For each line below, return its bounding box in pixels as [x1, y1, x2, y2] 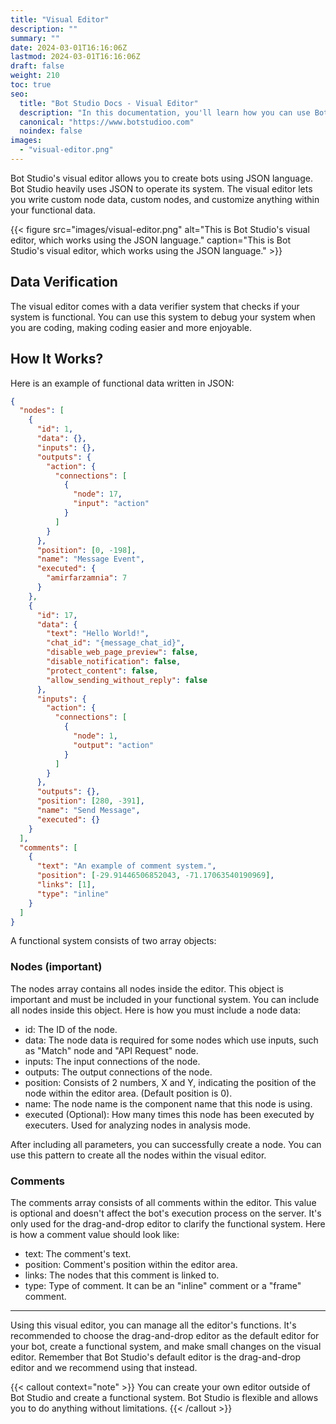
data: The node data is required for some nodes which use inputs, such [24, 1034, 319, 1046]
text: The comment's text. [24, 1247, 132, 1260]
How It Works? [10, 351, 104, 368]
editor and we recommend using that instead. [10, 1361, 198, 1373]
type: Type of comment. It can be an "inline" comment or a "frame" [24, 1279, 302, 1291]
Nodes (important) [10, 960, 103, 974]
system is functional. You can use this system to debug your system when [10, 311, 316, 323]
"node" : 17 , [73, 489, 123, 500]
